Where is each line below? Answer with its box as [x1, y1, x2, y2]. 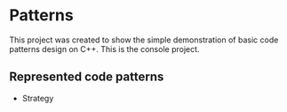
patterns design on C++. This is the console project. [9, 43, 200, 54]
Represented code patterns [9, 70, 164, 85]
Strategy [21, 93, 54, 103]
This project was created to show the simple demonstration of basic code [9, 34, 279, 45]
